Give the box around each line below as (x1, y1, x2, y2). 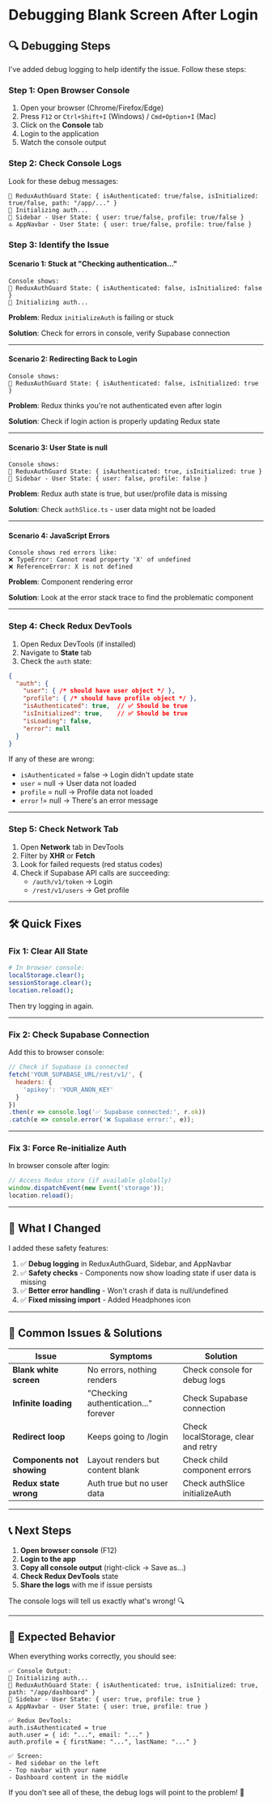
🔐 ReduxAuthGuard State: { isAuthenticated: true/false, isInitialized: (8, 192, 259, 200)
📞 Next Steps (8, 1524, 72, 1538)
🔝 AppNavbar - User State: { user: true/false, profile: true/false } (8, 220, 253, 228)
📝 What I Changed (8, 1222, 101, 1235)
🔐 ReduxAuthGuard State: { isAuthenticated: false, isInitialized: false (8, 284, 263, 292)
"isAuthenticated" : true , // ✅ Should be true (23, 702, 188, 710)
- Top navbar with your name (8, 1766, 107, 1775)
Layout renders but (87, 1454, 160, 1466)
